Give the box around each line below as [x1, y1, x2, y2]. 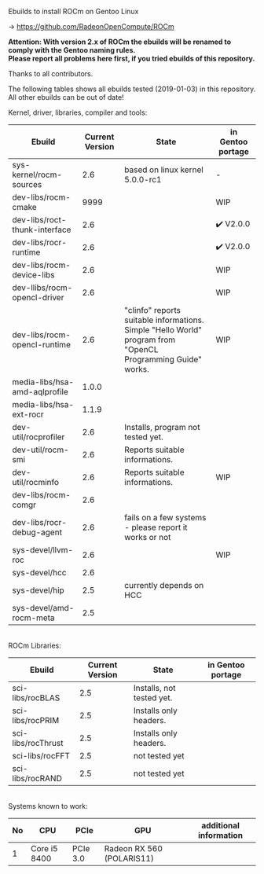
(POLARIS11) [104, 853, 155, 864]
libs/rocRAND [12, 773, 63, 784]
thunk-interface [12, 224, 71, 235]
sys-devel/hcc [12, 567, 67, 578]
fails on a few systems [124, 512, 207, 523]
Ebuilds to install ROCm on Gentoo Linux [8, 7, 139, 16]
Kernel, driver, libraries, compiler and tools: [8, 108, 148, 117]
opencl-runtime [12, 340, 71, 350]
